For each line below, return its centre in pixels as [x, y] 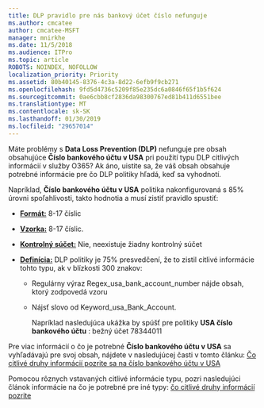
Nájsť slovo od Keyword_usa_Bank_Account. [104, 307]
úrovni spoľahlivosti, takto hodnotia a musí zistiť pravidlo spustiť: [113, 198]
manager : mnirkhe [37, 38]
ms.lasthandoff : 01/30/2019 [55, 119]
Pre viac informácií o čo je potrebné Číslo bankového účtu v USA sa [120, 346]
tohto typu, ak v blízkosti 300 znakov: [81, 268]
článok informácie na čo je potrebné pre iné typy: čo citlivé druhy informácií [132, 387]
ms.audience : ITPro [40, 52]
